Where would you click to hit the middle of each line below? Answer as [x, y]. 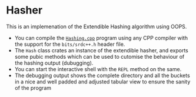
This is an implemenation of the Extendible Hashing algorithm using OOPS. [97, 26]
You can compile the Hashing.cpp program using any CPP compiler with [101, 38]
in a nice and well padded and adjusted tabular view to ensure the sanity [102, 81]
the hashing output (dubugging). [54, 63]
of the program [33, 88]
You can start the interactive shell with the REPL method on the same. [98, 69]
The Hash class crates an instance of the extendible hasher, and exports [101, 50]
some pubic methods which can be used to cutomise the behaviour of [99, 56]
